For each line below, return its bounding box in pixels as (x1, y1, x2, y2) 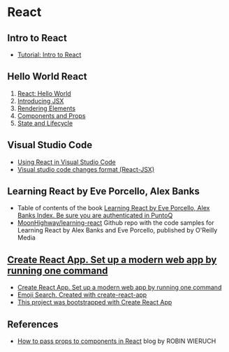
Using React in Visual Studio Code (17, 158, 117, 166)
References (7, 318, 59, 330)
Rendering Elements (17, 104, 75, 112)
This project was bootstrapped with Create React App (17, 298, 172, 307)
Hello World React (7, 71, 87, 82)
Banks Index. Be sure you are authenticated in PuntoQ (17, 211, 173, 220)
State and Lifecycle (17, 119, 73, 127)
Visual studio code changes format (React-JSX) (17, 165, 155, 173)
